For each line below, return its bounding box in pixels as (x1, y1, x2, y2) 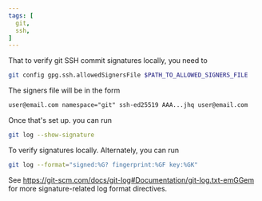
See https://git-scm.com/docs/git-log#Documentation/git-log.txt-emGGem (8, 175, 255, 184)
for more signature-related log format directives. (8, 183, 168, 193)
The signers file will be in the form (8, 85, 121, 96)
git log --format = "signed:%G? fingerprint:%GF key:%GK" (8, 160, 198, 168)
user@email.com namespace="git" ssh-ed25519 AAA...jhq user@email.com (8, 101, 248, 109)
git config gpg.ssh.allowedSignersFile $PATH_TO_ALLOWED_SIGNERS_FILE (8, 71, 248, 80)
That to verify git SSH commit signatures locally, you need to (8, 56, 208, 65)
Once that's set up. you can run (8, 116, 113, 124)
